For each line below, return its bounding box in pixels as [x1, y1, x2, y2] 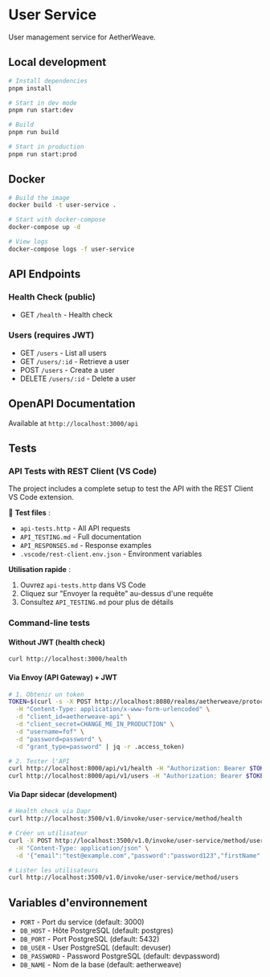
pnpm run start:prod [8, 150, 78, 158]
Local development [8, 55, 107, 69]
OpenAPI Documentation [8, 397, 136, 411]
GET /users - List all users [19, 348, 107, 358]
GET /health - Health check [19, 309, 113, 319]
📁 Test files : [8, 508, 51, 517]
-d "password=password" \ [15, 735, 103, 743]
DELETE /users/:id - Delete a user [19, 374, 137, 383]
